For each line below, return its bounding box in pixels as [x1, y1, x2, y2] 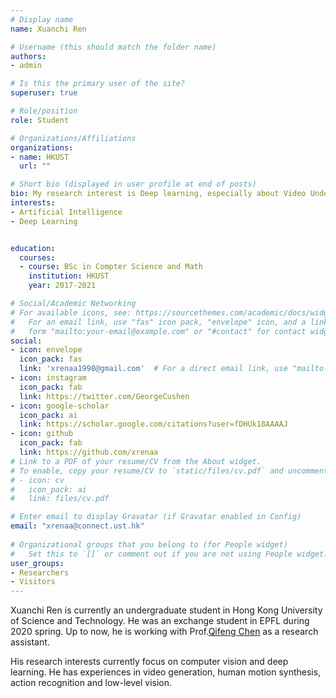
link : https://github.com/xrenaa [19, 447, 159, 457]
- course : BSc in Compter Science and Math [19, 262, 203, 272]
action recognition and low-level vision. [10, 677, 173, 689]
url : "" [19, 161, 52, 171]
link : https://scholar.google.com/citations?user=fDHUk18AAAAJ [19, 419, 288, 430]
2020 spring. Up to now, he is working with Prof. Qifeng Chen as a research [10, 626, 319, 638]
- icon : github [10, 429, 74, 439]
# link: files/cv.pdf [10, 494, 110, 504]
